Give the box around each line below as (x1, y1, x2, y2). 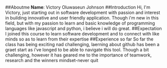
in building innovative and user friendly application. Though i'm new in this (5, 15, 159, 20)
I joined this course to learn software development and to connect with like (5, 31, 159, 36)
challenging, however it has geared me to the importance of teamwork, (5, 52, 152, 58)
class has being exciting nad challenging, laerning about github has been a (5, 41, 159, 47)
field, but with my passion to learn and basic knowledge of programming (5, 20, 155, 26)
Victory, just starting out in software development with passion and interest (5, 9, 160, 15)
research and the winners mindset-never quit (5, 57, 99, 63)
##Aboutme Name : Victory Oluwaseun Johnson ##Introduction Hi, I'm (5, 4, 150, 10)
